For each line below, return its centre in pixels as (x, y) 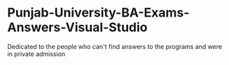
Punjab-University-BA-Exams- (98, 13)
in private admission (36, 54)
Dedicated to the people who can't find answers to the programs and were (115, 46)
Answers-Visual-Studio (78, 27)
